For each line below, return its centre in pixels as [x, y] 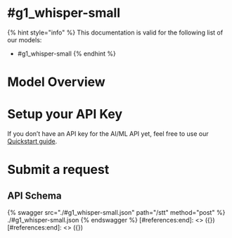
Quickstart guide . [32, 142]
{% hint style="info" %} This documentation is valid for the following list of [115, 32]
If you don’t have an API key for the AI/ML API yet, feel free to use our [108, 134]
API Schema [34, 195]
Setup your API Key [65, 114]
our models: [25, 39]
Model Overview [56, 82]
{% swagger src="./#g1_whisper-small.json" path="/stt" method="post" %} [116, 213]
